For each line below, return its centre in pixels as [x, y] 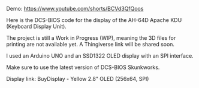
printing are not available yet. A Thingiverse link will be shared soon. [91, 44]
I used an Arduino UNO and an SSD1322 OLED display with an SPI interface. [100, 56]
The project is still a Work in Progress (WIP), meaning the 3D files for [91, 38]
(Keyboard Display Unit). [37, 26]
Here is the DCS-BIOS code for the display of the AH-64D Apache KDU [94, 20]
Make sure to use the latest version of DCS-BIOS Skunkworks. [83, 67]
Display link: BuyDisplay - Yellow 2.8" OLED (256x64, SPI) [78, 79]
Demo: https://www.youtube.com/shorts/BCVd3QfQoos [75, 9]
